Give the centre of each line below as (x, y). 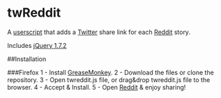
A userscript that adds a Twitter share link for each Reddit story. (99, 32)
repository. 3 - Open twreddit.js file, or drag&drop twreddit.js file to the (109, 80)
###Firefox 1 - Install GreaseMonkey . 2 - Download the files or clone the (110, 72)
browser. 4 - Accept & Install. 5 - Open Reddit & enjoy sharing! (97, 87)
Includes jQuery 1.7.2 (37, 45)
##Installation (27, 59)
